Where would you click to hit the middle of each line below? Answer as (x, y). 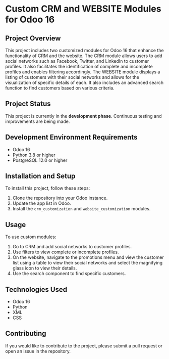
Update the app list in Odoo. (42, 203)
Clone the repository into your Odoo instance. (60, 198)
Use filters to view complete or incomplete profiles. (66, 252)
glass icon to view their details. (45, 268)
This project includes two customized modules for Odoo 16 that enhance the (84, 50)
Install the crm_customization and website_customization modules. (81, 209)
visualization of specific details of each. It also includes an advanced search (84, 82)
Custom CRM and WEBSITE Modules (83, 9)
